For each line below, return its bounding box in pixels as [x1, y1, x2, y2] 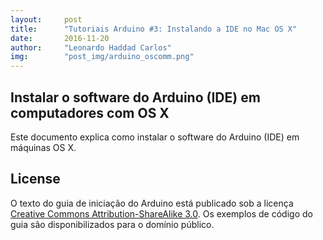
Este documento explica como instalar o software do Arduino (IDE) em [10, 131, 300, 143]
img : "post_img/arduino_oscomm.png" [10, 52, 195, 62]
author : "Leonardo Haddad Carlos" [10, 42, 172, 53]
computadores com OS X [10, 104, 170, 121]
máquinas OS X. [10, 141, 77, 153]
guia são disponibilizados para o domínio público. [10, 218, 215, 230]
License [10, 171, 61, 188]
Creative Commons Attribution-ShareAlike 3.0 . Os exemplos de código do [10, 207, 313, 220]
